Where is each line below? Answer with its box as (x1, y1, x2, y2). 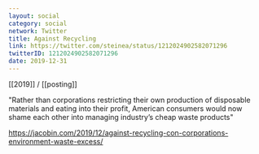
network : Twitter (8, 27, 68, 35)
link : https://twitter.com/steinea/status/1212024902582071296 (8, 42, 228, 50)
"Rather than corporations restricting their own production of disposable (8, 95, 251, 105)
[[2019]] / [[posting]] (8, 79, 77, 89)
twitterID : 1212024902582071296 (8, 49, 118, 58)
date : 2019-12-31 (8, 58, 68, 66)
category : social (8, 19, 68, 28)
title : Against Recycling (8, 34, 96, 43)
